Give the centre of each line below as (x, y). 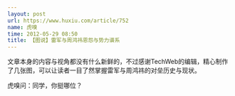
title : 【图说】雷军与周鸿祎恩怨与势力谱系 (64, 41)
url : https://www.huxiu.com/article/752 (68, 21)
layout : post (27, 14)
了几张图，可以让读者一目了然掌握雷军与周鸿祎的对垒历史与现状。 (104, 70)
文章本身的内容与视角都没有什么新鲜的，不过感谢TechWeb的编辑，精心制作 (118, 62)
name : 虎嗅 (22, 27)
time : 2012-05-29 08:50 (43, 34)
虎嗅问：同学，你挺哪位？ (45, 85)
